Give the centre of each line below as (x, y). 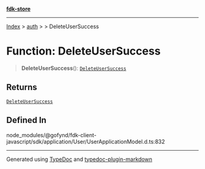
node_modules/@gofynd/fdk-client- (51, 135)
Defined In (27, 120)
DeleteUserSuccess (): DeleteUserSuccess (74, 68)
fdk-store (19, 9)
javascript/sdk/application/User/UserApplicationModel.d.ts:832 (86, 141)
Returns (22, 87)
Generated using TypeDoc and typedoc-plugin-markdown (79, 159)
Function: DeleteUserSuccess (84, 51)
